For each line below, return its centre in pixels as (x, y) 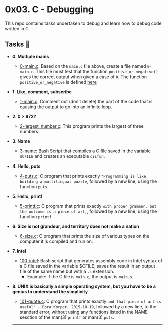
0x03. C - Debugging (49, 9)
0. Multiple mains (31, 56)
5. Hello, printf (27, 196)
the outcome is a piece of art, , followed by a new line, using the (88, 211)
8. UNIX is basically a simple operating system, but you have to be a (84, 286)
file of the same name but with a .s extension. (67, 271)
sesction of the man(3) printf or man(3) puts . (67, 317)
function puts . (34, 186)
